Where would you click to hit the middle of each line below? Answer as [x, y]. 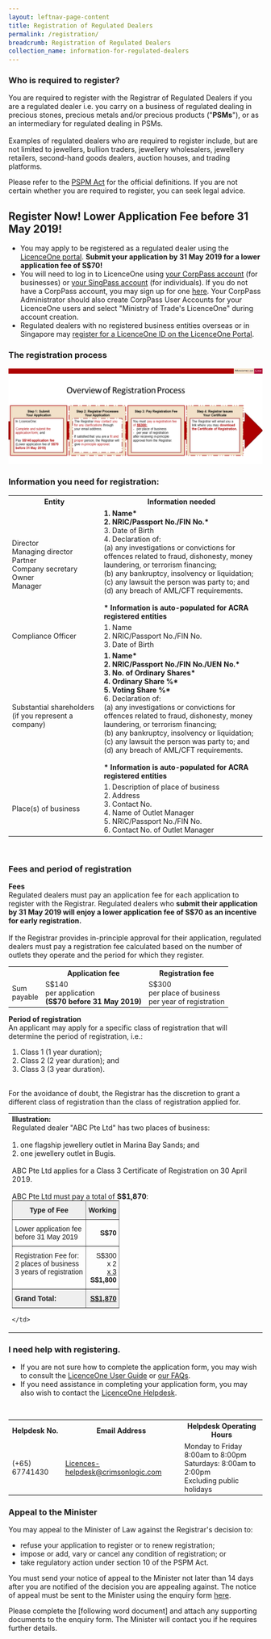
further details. [33, 1628]
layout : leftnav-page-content [59, 17]
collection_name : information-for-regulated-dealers [99, 51]
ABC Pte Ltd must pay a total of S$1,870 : [80, 1196]
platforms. [25, 166]
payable [25, 997]
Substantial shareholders [53, 708]
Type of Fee [49, 1210]
